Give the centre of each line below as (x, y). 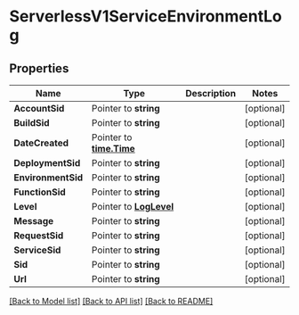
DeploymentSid (47, 163)
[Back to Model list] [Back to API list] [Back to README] (111, 301)
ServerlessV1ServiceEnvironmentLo (146, 17)
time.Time (113, 149)
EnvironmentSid (48, 178)
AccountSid (39, 108)
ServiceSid (37, 250)
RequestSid (39, 236)
